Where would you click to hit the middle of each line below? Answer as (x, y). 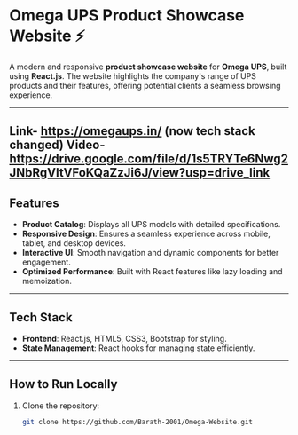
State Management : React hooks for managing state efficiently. (138, 348)
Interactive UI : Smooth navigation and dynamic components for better (150, 253)
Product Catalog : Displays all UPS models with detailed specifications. (151, 225)
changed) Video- (57, 145)
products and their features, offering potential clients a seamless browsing (145, 85)
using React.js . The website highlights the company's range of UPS (133, 75)
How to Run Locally (63, 384)
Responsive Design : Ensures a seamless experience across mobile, (146, 234)
